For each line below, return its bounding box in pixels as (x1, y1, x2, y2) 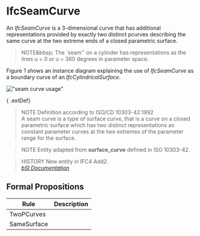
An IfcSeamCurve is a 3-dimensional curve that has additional (6, 24, 161, 31)
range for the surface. (21, 134, 76, 142)
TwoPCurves (9, 210, 46, 218)
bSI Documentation (21, 164, 70, 171)
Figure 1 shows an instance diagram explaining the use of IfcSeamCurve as (6, 67, 194, 74)
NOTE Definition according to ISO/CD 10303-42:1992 (21, 108, 154, 116)
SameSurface (9, 220, 48, 228)
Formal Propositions (6, 182, 84, 192)
